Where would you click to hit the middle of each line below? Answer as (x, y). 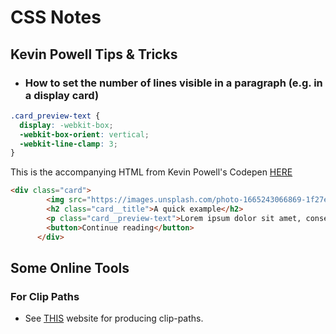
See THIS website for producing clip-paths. (114, 318)
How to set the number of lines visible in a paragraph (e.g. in (173, 83)
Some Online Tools (70, 267)
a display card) (62, 95)
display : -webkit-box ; (66, 125)
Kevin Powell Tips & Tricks (94, 54)
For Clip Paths (45, 296)
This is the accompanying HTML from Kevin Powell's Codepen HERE (151, 172)
